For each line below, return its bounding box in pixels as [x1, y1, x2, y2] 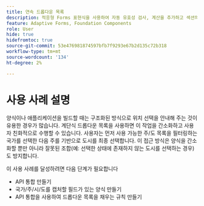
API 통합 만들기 [15, 178, 52, 185]
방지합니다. [12, 153, 39, 160]
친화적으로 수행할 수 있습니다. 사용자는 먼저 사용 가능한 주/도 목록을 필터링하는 [12, 129, 198, 137]
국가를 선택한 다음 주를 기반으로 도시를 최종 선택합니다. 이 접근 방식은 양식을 [6, 137, 186, 145]
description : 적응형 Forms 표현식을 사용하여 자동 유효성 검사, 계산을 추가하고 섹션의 [6, 15, 199, 21]
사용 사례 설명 [6, 93, 70, 107]
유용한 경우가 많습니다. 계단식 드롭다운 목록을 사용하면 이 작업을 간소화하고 [6, 122, 183, 129]
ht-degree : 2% [6, 60, 42, 66]
